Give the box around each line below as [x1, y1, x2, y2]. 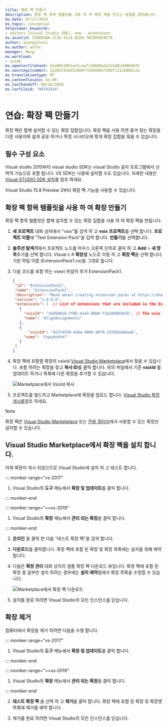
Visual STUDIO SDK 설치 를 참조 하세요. [5, 177, 83, 183]
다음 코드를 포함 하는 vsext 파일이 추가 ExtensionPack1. [12, 268, 122, 274]
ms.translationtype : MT [5, 73, 55, 78]
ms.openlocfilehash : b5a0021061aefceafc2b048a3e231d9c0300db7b [5, 63, 140, 68]
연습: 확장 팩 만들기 [5, 110, 79, 121]
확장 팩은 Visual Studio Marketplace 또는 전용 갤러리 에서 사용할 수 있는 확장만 [5, 418, 159, 424]
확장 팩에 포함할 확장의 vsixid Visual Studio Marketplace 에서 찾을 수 [12, 358, 147, 364]
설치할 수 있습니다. [5, 425, 41, 431]
